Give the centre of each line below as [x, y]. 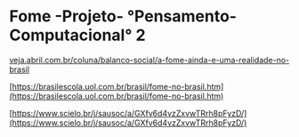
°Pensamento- [182, 16]
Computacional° [71, 35]
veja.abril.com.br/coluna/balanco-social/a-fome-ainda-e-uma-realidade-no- [149, 60]
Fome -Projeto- [67, 16]
